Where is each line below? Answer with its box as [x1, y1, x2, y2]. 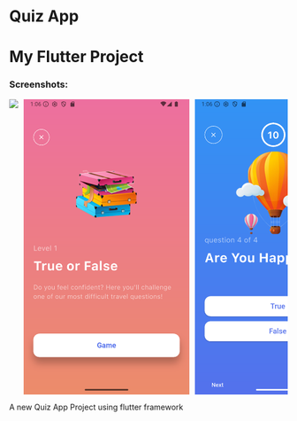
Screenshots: [9, 78, 69, 90]
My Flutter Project [9, 47, 144, 67]
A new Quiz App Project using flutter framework [9, 402, 184, 412]
